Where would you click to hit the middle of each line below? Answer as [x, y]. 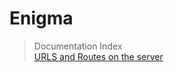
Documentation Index [78, 46]
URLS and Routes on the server [98, 56]
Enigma [41, 18]
